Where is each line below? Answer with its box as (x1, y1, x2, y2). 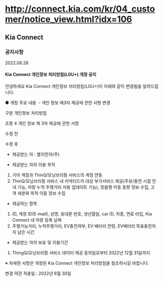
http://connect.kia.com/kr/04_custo (5, 3, 155, 15)
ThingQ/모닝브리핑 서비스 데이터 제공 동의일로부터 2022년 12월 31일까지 (12, 250, 150, 256)
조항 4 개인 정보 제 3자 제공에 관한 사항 (5, 121, 79, 126)
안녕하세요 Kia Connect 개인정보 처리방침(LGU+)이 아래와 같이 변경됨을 (5, 84, 142, 89)
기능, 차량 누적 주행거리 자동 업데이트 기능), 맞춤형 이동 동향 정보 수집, (17, 184, 150, 190)
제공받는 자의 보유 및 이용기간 (12, 240, 68, 246)
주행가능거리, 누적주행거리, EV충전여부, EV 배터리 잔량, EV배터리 (12, 223, 135, 229)
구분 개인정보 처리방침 (5, 110, 47, 116)
